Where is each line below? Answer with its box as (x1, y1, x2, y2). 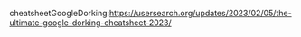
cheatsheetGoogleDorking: (9, 8, 110, 18)
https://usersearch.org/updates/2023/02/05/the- (108, 8, 292, 18)
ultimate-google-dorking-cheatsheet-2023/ (9, 17, 172, 28)
